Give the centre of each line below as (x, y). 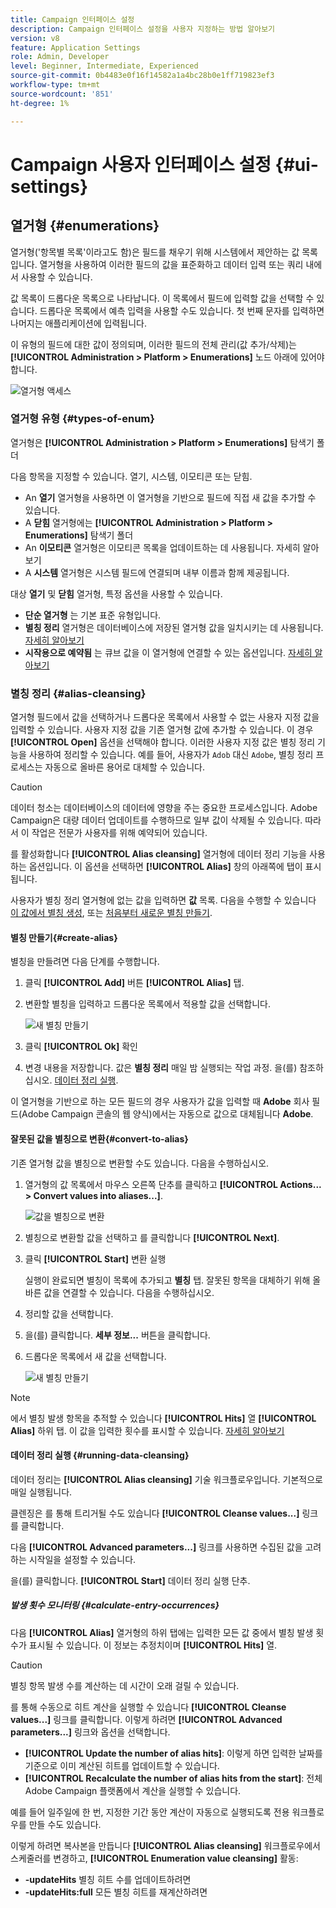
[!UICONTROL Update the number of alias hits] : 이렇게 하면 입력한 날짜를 (173, 1753)
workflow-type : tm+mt (55, 85)
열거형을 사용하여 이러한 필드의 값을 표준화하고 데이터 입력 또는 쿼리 (171, 264)
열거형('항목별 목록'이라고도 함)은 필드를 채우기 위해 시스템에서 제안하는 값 (155, 252)
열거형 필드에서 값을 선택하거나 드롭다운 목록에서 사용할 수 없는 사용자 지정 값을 (165, 717)
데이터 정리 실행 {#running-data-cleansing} (100, 1455)
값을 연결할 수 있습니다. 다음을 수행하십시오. (129, 1292)
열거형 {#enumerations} (85, 226)
